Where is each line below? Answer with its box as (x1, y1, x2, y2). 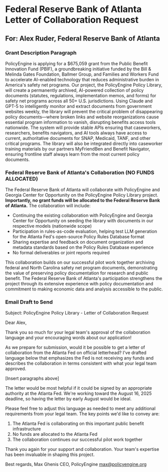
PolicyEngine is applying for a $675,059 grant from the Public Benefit (5, 60, 148, 66)
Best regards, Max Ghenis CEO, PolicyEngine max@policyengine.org (5, 461, 147, 467)
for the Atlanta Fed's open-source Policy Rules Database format (12, 234, 144, 240)
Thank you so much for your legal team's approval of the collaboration (5, 330, 150, 336)
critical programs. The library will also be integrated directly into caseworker (5, 140, 163, 146)
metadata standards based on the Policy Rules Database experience (12, 244, 154, 250)
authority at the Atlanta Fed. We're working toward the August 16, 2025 (5, 390, 152, 397)
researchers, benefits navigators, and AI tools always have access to (5, 129, 147, 136)
